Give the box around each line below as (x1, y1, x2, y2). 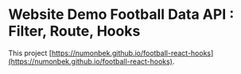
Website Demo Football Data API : (8, 6, 235, 24)
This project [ (8, 48, 52, 57)
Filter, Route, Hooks (8, 22, 141, 40)
